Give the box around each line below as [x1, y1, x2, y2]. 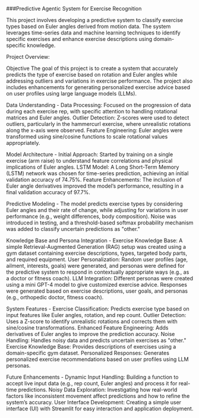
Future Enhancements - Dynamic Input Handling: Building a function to [6, 373, 179, 381]
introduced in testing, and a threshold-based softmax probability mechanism [6, 219, 194, 226]
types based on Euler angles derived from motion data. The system [6, 23, 171, 30]
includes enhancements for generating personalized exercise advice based [6, 84, 191, 91]
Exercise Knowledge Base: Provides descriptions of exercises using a [6, 343, 176, 350]
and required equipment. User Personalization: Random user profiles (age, [6, 256, 188, 263]
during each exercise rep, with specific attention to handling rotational [6, 108, 178, 115]
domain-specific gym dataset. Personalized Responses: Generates [6, 350, 169, 356]
